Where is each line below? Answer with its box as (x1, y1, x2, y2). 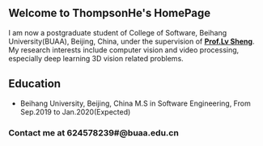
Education (8, 77, 62, 91)
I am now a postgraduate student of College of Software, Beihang (8, 27, 227, 37)
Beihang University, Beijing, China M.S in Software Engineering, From (19, 98, 251, 108)
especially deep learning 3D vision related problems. (8, 53, 184, 63)
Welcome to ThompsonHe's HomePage (8, 6, 211, 20)
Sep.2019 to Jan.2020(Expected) (19, 106, 131, 116)
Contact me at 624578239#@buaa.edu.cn (8, 127, 180, 138)
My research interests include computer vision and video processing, (8, 44, 240, 55)
